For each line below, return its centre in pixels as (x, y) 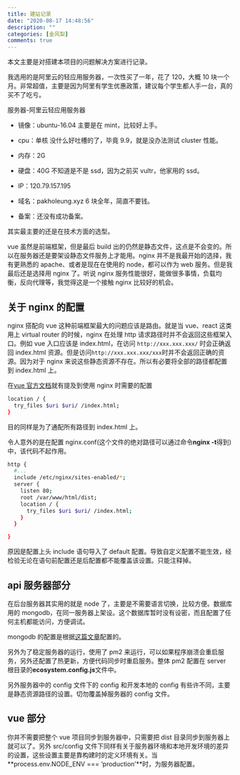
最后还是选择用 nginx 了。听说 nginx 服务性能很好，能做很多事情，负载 (112, 274)
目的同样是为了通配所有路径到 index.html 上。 (75, 426)
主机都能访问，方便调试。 (51, 621)
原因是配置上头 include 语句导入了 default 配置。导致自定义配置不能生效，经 (120, 551)
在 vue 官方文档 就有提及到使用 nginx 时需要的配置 (80, 385)
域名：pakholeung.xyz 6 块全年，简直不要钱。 (86, 201)
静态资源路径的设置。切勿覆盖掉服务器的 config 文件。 (93, 694)
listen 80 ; (36, 491)
